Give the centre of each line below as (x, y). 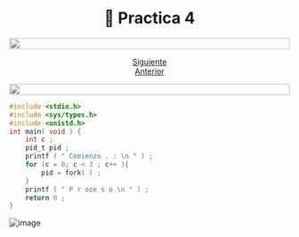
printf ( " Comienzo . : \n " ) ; (89, 156)
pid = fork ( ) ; (71, 173)
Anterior (149, 71)
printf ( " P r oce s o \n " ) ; (87, 189)
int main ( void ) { (45, 131)
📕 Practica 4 (149, 18)
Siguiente (149, 61)
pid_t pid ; (47, 148)
